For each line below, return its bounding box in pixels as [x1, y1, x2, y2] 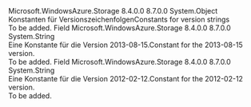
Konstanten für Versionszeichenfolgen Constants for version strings [8, 14, 230, 24]
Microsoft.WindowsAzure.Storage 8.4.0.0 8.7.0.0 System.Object [8, 6, 218, 15]
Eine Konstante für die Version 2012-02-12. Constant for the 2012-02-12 [8, 74, 244, 83]
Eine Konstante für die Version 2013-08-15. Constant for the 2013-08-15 [8, 40, 244, 50]
